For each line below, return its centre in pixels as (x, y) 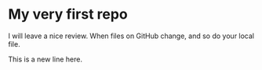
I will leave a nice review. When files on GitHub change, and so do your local (131, 36)
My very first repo (68, 14)
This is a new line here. (45, 59)
